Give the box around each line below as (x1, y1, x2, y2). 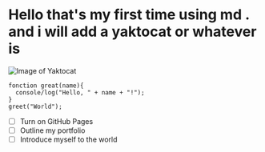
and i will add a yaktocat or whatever (8, 22, 257, 41)
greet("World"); (8, 102, 62, 110)
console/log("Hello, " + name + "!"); (15, 88, 146, 97)
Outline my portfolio (19, 126, 86, 135)
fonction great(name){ (8, 82, 84, 90)
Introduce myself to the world (19, 134, 118, 145)
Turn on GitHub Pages (19, 116, 94, 126)
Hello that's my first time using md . (8, 6, 250, 24)
